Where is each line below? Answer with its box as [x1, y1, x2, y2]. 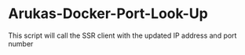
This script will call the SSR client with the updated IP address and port [8, 31, 237, 40]
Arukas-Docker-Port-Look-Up [8, 5, 208, 23]
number [8, 38, 34, 48]
